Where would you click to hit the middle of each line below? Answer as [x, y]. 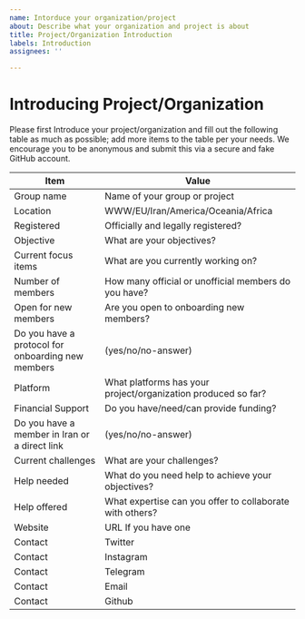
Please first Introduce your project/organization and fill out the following [144, 130]
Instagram [126, 557]
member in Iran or [52, 435]
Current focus [44, 255]
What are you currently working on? [181, 261]
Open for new [43, 308]
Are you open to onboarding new [174, 308]
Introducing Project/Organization [137, 104]
